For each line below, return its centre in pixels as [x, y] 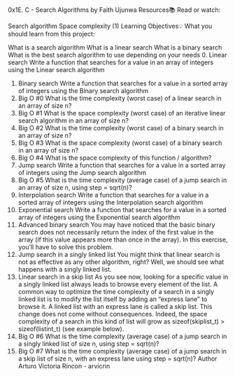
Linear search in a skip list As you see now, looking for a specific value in [123, 277]
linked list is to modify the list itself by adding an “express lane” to [113, 299]
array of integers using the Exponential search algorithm [99, 217]
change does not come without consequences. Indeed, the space [113, 314]
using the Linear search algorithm [56, 70]
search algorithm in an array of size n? [73, 120]
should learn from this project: [51, 34]
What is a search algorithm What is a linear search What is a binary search [115, 47]
